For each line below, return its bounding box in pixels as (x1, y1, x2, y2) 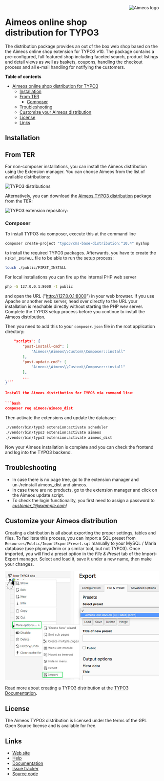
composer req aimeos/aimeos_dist (5, 406, 73, 411)
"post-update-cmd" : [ (22, 359, 67, 364)
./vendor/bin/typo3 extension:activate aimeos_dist (5, 435, 112, 440)
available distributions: (5, 174, 50, 180)
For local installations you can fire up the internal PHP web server (5, 274, 137, 280)
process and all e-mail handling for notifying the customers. (5, 64, 125, 70)
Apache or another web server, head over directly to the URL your (5, 299, 138, 304)
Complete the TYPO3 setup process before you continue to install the (5, 309, 145, 315)
